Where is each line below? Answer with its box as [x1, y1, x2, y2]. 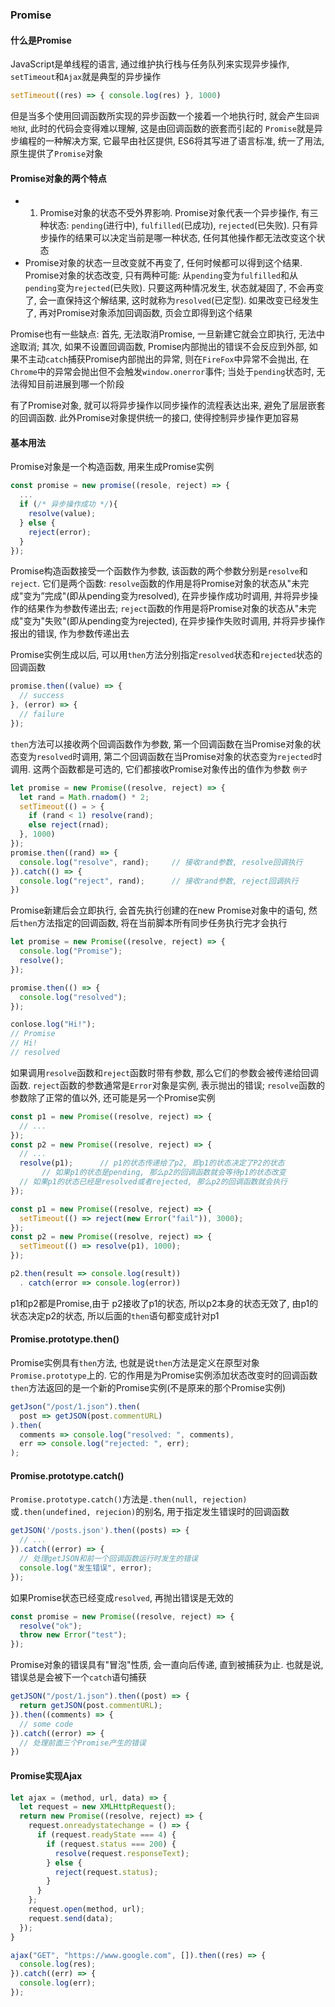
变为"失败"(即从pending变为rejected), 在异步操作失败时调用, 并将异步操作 [23, 615, 326, 627]
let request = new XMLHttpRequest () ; [19, 1802, 177, 1812]
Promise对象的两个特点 [10, 172, 107, 184]
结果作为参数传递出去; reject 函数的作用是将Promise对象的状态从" [27, 603, 300, 615]
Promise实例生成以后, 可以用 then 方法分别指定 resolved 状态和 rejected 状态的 [10, 649, 323, 661]
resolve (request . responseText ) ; [54, 1848, 190, 1858]
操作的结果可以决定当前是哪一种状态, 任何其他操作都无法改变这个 [48, 232, 317, 244]
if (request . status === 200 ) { [46, 1839, 177, 1849]
